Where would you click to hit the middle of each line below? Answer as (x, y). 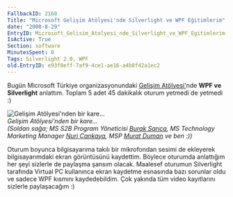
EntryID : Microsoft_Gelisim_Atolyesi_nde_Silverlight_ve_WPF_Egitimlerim (116, 33)
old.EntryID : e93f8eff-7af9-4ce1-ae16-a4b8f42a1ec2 (83, 65)
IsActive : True (29, 40)
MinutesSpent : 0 (31, 53)
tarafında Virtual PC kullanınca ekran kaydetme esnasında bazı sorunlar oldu (116, 171)
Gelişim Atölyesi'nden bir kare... (53, 121)
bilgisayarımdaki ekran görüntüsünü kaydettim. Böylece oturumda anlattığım (116, 157)
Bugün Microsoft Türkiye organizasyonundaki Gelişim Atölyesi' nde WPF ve (114, 85)
